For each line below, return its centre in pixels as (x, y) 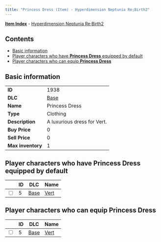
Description (22, 122)
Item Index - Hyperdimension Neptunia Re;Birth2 (54, 24)
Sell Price (19, 138)
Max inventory (25, 146)
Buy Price (19, 130)
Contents (20, 39)
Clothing (57, 114)
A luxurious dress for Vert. (77, 122)
